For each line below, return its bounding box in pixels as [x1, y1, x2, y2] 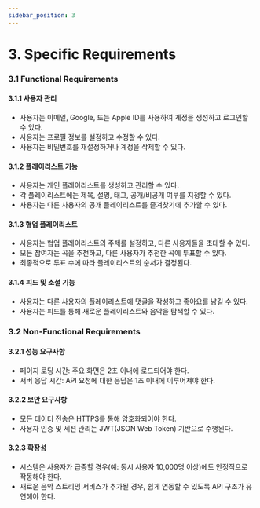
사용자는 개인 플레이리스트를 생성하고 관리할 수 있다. [19, 181, 179, 190]
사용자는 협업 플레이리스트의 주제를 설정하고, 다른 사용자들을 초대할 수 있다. [19, 239, 251, 248]
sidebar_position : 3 [8, 11, 76, 20]
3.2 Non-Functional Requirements [8, 327, 141, 338]
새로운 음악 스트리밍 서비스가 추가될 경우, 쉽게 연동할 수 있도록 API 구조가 [19, 482, 244, 492]
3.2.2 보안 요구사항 [8, 395, 68, 404]
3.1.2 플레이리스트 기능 [8, 162, 79, 171]
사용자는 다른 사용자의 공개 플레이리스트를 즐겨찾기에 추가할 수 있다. [19, 200, 228, 210]
